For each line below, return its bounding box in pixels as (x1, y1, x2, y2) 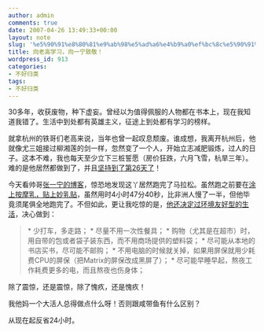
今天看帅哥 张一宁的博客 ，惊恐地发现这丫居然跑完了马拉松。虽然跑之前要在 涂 (8, 180, 256, 190)
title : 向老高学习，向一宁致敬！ (8, 48, 104, 56)
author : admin (8, 11, 55, 20)
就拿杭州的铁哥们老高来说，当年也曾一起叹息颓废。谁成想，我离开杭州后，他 (8, 134, 256, 143)
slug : (8, 41, 26, 49)
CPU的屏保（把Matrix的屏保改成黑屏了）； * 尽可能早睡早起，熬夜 (34, 256, 246, 265)
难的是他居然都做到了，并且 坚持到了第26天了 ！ (8, 163, 162, 173)
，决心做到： (15, 209, 57, 219)
